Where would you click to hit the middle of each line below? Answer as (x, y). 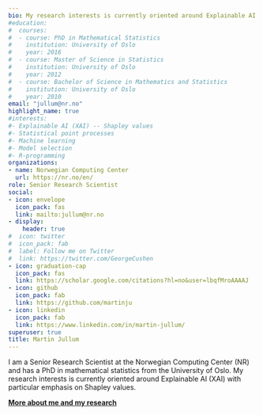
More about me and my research (62, 403)
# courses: (28, 30)
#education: (28, 23)
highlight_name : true (44, 112)
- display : (26, 222)
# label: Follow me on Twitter (61, 251)
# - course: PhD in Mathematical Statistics (84, 38)
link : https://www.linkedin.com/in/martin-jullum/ (100, 325)
